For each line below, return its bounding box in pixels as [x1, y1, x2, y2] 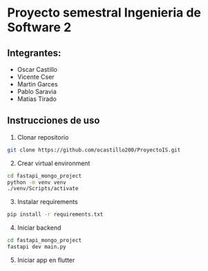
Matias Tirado [17, 95, 57, 103]
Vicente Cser [17, 73, 55, 81]
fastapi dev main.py [7, 243, 67, 250]
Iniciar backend [17, 223, 62, 232]
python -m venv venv [7, 178, 67, 186]
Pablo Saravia [17, 88, 57, 95]
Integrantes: [7, 47, 62, 59]
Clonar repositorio [17, 133, 69, 141]
